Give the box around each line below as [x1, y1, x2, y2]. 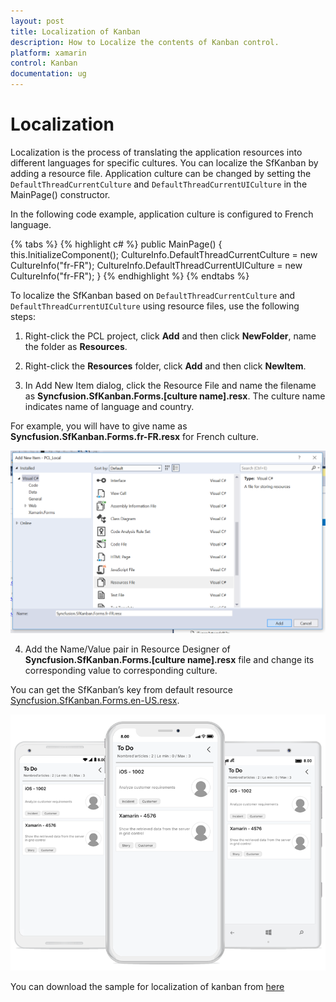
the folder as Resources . [24, 340, 128, 352]
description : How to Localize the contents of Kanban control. [10, 37, 280, 47]
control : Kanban [10, 58, 78, 69]
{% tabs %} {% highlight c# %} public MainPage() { [10, 238, 223, 250]
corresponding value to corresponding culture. [24, 664, 218, 676]
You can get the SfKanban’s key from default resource [10, 683, 233, 695]
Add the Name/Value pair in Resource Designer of [24, 643, 231, 655]
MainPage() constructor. [10, 188, 111, 200]
